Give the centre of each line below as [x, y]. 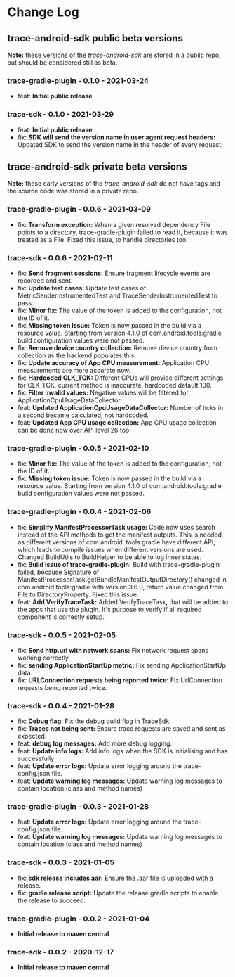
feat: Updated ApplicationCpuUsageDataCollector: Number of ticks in [120, 408]
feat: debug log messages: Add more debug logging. [95, 743]
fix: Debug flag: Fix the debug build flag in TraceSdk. [94, 721]
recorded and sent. [45, 281]
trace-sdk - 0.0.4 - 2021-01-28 [61, 705]
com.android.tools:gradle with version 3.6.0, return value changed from [120, 587]
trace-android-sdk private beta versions [97, 166]
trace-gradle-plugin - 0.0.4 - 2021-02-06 [79, 512]
